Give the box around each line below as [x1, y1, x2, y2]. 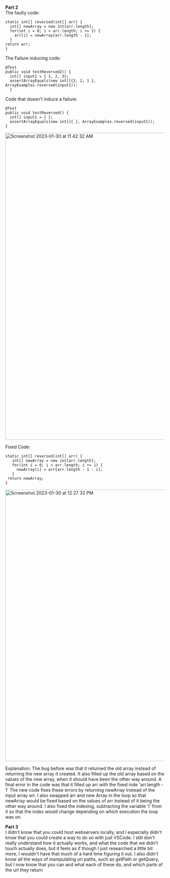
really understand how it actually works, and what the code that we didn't [5, 840, 158, 846]
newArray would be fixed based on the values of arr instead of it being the [5, 798, 160, 804]
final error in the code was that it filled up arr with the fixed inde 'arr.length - [5, 782, 164, 788]
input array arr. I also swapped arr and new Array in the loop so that [5, 792, 146, 798]
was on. [5, 814, 22, 820]
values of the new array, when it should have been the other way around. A [5, 776, 162, 782]
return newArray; [7, 476, 44, 481]
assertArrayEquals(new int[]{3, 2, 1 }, [10, 78, 96, 83]
